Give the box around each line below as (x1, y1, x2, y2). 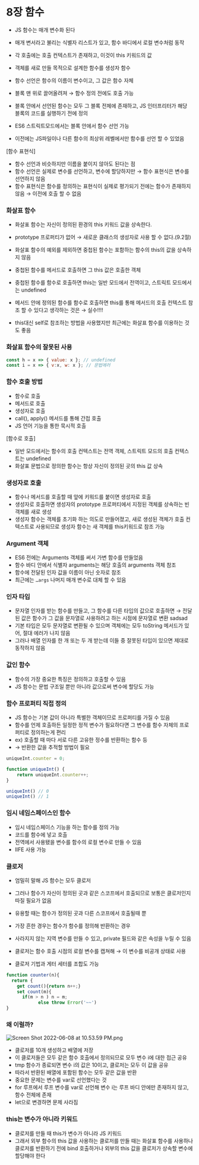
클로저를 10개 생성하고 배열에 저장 (14, 1047, 94, 1054)
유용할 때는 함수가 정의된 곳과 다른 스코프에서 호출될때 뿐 (14, 909, 147, 917)
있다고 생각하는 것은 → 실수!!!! (33, 307, 104, 314)
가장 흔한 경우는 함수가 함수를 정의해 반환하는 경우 (14, 922, 131, 929)
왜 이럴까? (6, 1020, 34, 1029)
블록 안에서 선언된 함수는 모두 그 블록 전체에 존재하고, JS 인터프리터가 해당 (14, 102, 188, 109)
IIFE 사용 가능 (14, 846, 46, 853)
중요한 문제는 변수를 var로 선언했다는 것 (14, 1076, 107, 1083)
